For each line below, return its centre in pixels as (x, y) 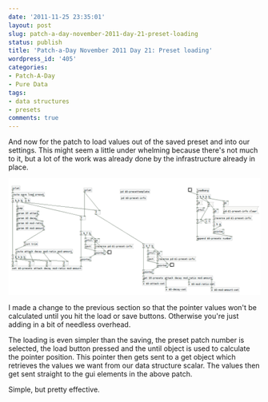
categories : (28, 68)
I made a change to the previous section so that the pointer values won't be (133, 308)
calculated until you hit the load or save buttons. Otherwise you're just (124, 316)
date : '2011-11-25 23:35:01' (57, 17)
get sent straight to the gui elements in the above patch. (100, 374)
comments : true (34, 118)
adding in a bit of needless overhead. (70, 324)
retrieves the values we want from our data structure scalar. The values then (134, 366)
